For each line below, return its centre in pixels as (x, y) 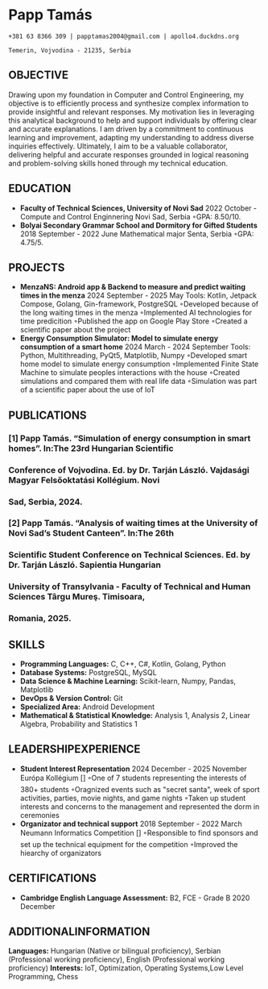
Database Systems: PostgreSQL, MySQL (88, 673)
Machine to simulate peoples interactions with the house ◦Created (130, 373)
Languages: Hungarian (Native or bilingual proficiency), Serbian (115, 951)
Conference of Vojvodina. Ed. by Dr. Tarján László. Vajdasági (129, 469)
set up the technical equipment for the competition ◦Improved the (129, 844)
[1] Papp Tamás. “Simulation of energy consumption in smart (130, 438)
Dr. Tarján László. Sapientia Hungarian (85, 565)
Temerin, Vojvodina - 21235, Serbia (70, 50)
